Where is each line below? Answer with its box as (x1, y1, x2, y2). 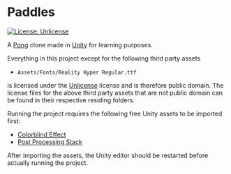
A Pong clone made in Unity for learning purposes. (7, 40, 154, 49)
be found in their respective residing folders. (7, 95, 135, 104)
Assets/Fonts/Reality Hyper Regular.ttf (17, 69, 137, 76)
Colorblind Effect (17, 130, 66, 139)
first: (7, 116, 21, 125)
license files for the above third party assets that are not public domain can (7, 88, 223, 97)
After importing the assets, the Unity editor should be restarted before (7, 151, 209, 159)
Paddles (7, 4, 56, 20)
